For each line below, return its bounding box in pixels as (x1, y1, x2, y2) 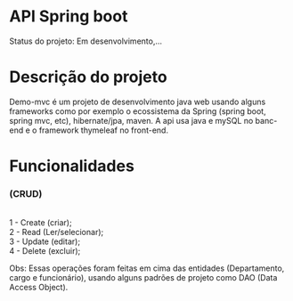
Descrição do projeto (9, 67, 167, 87)
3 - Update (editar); (9, 236, 81, 247)
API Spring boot (9, 6, 128, 27)
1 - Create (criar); (9, 217, 73, 228)
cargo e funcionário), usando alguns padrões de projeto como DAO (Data (9, 273, 278, 283)
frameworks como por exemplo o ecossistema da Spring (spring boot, (9, 105, 266, 117)
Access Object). (9, 282, 69, 293)
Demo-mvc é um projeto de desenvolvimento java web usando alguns (9, 96, 266, 107)
